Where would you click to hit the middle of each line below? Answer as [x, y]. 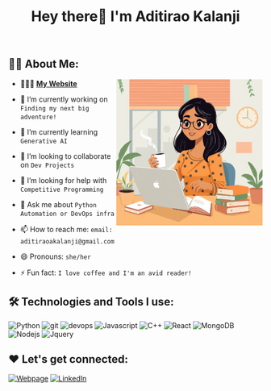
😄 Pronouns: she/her [55, 256]
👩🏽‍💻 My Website [49, 83]
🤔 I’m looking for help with [63, 180]
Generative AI [44, 141]
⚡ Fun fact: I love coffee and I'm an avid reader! [106, 272]
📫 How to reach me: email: [66, 229]
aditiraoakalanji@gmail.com [67, 241]
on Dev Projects [47, 164]
